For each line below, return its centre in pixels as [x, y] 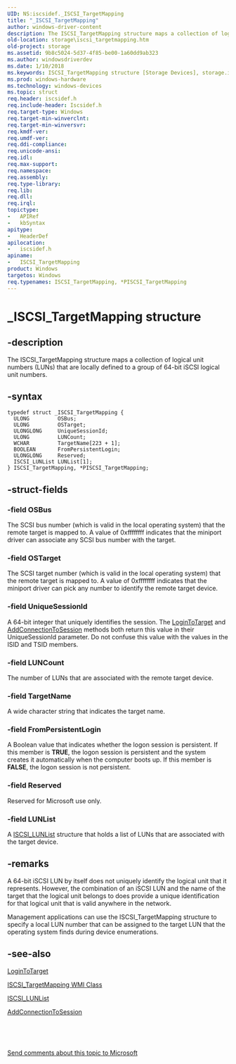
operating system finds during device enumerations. [83, 932]
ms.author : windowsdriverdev [50, 60]
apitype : [20, 229]
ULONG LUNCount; [50, 437]
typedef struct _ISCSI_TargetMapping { [66, 413]
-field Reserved [34, 786]
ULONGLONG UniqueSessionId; [61, 431]
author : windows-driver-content [54, 27]
